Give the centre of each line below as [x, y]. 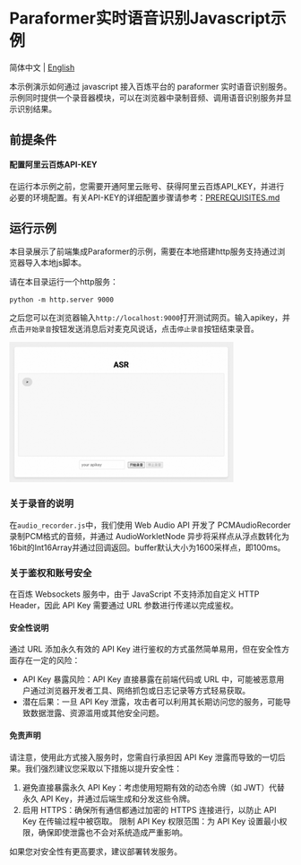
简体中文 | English [42, 67]
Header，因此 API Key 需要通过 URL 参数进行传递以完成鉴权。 [124, 606]
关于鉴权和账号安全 [51, 572]
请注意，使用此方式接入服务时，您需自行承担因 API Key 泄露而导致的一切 [143, 757]
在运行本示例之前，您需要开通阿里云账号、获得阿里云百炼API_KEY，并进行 [147, 186]
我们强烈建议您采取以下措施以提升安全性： [103, 768]
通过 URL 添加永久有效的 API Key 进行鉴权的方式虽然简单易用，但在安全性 [146, 649]
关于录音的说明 [42, 503]
